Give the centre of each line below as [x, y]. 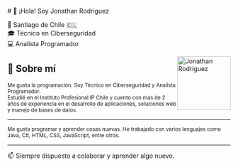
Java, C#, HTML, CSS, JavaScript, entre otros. [64, 135]
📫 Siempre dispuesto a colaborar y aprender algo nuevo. [91, 156]
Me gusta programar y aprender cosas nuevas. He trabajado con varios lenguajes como [114, 129]
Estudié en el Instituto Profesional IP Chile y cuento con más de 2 [86, 97]
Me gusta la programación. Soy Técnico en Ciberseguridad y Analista [91, 85]
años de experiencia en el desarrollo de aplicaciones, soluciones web [92, 104]
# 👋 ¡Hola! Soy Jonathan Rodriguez [58, 11]
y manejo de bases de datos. [42, 110]
